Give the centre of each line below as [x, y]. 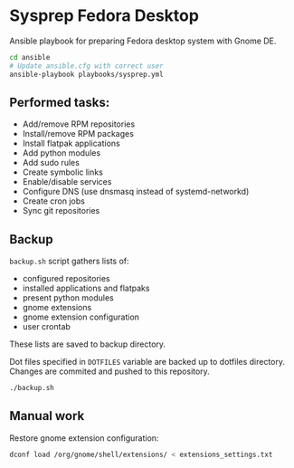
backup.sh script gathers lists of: [69, 261]
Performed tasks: [60, 102]
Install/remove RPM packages [78, 134]
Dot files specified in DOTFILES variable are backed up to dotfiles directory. [147, 362]
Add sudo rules [51, 163]
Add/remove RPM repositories [79, 124]
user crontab [46, 327]
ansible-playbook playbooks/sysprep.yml [87, 74]
